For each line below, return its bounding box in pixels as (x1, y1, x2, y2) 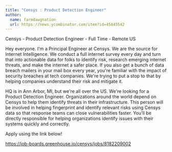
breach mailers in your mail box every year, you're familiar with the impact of (5, 68, 167, 74)
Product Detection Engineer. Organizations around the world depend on (5, 94, 157, 100)
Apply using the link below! (5, 131, 62, 137)
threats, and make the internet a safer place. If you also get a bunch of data (5, 62, 164, 68)
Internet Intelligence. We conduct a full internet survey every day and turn (5, 51, 161, 57)
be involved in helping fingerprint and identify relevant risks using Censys (5, 104, 161, 111)
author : (5, 12, 22, 17)
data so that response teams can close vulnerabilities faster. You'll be (5, 110, 152, 116)
